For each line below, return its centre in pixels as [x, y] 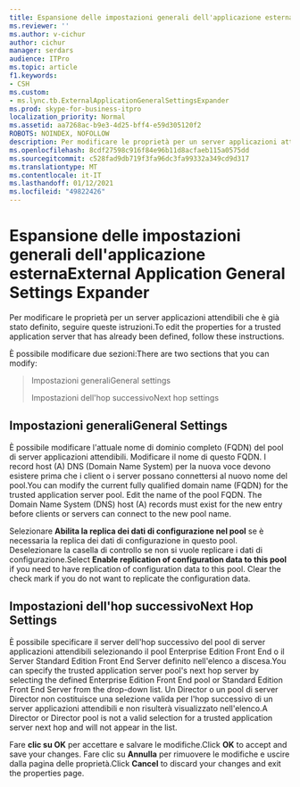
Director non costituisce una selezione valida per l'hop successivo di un [142, 699]
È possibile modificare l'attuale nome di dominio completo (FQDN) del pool [146, 447]
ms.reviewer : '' [39, 26]
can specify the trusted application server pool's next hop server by [134, 670]
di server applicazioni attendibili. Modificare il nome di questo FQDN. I [137, 457]
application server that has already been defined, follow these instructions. [147, 336]
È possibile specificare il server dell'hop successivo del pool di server [137, 642]
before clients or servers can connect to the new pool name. [121, 513]
